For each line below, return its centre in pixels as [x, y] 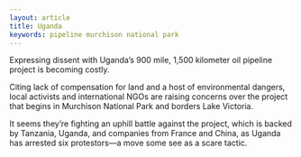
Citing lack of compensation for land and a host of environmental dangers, [147, 88]
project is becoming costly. [59, 69]
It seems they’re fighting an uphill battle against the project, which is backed [151, 124]
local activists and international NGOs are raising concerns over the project [149, 97]
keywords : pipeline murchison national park [94, 34]
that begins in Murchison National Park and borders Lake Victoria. [132, 106]
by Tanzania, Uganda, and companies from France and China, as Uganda [145, 134]
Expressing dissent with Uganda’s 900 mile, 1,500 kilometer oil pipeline [141, 60]
